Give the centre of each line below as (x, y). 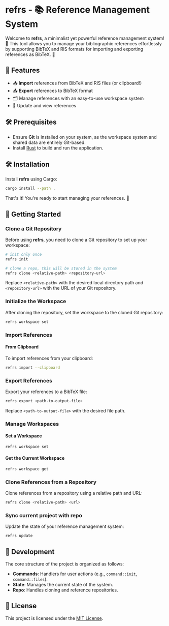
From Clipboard (22, 347)
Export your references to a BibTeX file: (46, 392)
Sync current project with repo (44, 515)
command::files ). (30, 579)
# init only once (24, 254)
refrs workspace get (27, 469)
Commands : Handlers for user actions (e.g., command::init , (75, 574)
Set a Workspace (24, 436)
